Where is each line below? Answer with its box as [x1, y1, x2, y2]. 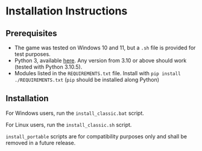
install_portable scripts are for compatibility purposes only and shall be [5, 132, 188, 140]
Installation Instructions [5, 4, 128, 18]
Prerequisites [5, 28, 57, 39]
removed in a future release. [5, 139, 76, 146]
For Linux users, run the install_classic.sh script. [5, 121, 132, 128]
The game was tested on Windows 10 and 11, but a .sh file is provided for [14, 44, 196, 51]
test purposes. [14, 51, 51, 58]
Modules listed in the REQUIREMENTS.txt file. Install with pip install [14, 70, 181, 76]
